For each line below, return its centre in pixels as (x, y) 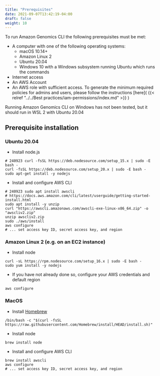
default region (26, 280)
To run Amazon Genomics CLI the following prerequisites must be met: (76, 37)
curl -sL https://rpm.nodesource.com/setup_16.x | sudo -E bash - (73, 262)
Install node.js (26, 152)
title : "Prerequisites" (29, 9)
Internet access (28, 77)
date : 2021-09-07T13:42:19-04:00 (39, 14)
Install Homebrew (30, 311)
